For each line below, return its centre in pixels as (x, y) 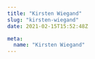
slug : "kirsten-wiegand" (43, 20)
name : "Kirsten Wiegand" (49, 45)
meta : (15, 38)
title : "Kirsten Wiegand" (44, 13)
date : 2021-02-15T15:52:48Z (48, 26)
